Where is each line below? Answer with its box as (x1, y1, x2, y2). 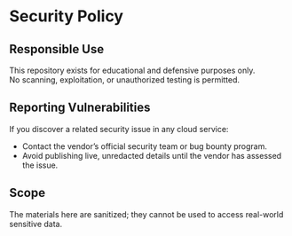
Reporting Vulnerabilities (9, 100, 151, 115)
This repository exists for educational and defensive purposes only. (9, 65, 256, 75)
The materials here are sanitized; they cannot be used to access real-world (9, 208, 284, 219)
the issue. (21, 160, 59, 170)
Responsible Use (9, 42, 105, 57)
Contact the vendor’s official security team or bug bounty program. (21, 140, 268, 152)
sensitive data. (9, 218, 63, 229)
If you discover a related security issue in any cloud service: (9, 123, 229, 134)
